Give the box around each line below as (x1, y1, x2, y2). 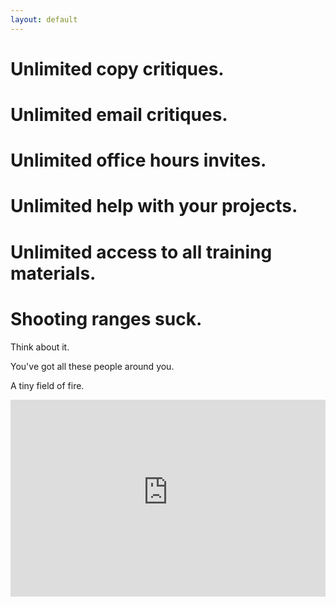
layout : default (10, 14, 78, 25)
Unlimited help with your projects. (10, 195, 298, 218)
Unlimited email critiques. (10, 104, 228, 126)
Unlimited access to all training (10, 241, 273, 263)
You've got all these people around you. (10, 360, 175, 372)
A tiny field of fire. (10, 379, 85, 391)
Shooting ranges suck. (10, 307, 203, 330)
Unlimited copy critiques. (10, 57, 225, 80)
